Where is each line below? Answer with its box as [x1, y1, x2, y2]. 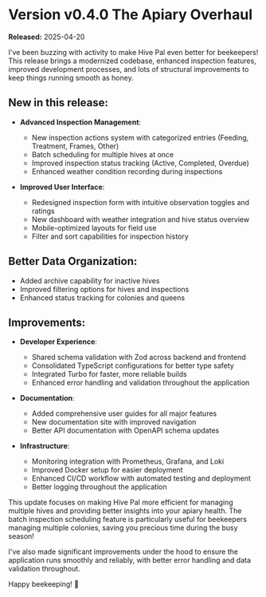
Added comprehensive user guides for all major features [31, 409, 217, 418]
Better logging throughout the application [31, 482, 167, 492]
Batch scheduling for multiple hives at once [31, 149, 174, 159]
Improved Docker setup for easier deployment [31, 465, 183, 475]
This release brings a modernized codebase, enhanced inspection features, [8, 56, 256, 65]
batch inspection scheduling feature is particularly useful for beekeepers [8, 515, 247, 524]
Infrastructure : [19, 441, 70, 451]
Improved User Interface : [19, 182, 105, 192]
